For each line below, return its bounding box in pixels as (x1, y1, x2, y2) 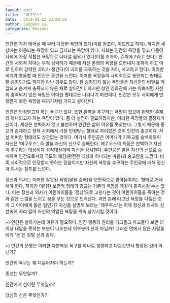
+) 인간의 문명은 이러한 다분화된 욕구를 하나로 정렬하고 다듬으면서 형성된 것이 (5, 243, 157, 249)
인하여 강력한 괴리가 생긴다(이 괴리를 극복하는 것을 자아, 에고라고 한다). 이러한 (10, 66, 164, 73)
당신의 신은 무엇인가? (5, 292, 47, 298)
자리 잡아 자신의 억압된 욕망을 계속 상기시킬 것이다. (18, 209, 119, 215)
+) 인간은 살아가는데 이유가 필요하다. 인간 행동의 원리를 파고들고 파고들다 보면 (5, 219, 159, 225)
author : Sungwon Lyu (5, 21, 49, 27)
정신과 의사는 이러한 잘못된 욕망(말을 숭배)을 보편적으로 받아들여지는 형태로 (5, 177, 154, 183)
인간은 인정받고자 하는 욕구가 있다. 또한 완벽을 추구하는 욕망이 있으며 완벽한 (5, 109, 154, 115)
